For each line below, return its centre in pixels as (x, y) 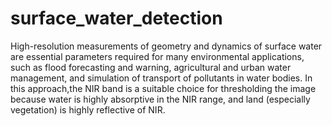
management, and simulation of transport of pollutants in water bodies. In (161, 78)
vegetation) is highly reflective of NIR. (88, 109)
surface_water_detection (116, 18)
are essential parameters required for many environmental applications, (157, 56)
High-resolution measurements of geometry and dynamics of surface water (166, 46)
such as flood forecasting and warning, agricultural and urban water (151, 67)
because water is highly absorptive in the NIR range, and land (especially (160, 99)
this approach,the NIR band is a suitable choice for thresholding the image (163, 88)
